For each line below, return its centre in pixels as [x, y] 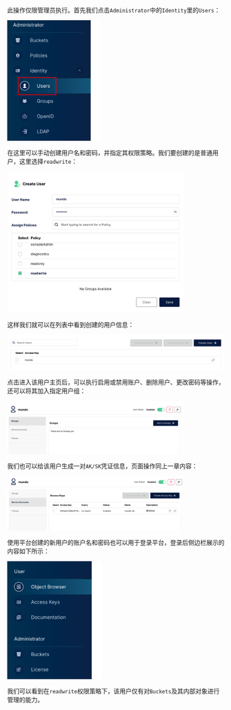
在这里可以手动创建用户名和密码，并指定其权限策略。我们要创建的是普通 [110, 153]
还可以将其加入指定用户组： [47, 391]
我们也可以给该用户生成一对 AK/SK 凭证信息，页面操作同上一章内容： [102, 466]
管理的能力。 [25, 700]
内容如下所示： [28, 551]
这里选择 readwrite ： [48, 162]
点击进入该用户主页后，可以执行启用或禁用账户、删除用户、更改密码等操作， [116, 382]
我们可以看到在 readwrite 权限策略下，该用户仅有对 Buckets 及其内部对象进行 [113, 691]
